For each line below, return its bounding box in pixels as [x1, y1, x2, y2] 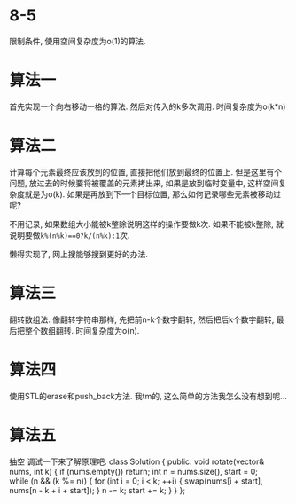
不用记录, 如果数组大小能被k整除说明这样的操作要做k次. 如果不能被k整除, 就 [9, 218, 284, 229]
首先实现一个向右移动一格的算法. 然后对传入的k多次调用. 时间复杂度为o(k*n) [9, 101, 286, 112]
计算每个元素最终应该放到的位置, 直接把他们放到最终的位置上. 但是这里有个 [9, 166, 282, 177]
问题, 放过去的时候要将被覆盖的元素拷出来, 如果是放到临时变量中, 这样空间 [9, 177, 279, 188]
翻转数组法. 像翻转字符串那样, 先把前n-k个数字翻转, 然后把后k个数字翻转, [9, 314, 275, 325]
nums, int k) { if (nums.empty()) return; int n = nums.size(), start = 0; [9, 466, 259, 476]
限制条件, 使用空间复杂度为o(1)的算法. [9, 35, 146, 46]
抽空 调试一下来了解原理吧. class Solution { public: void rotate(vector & [9, 456, 265, 467]
